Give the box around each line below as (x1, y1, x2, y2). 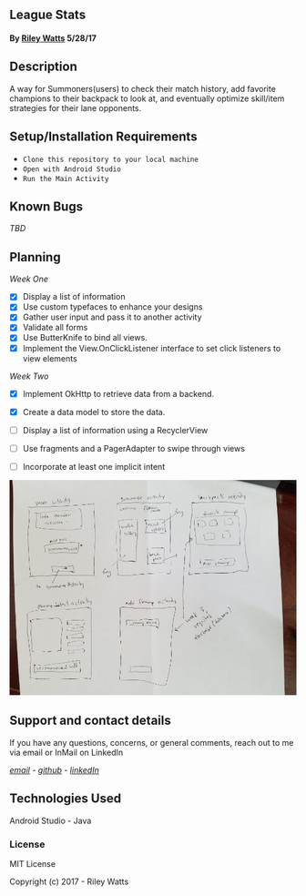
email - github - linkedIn (9, 764, 100, 775)
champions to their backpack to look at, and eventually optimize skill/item (9, 93, 285, 104)
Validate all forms (22, 322, 88, 333)
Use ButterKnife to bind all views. (22, 332, 148, 343)
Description (9, 59, 77, 75)
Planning (9, 249, 61, 265)
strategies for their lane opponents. (9, 102, 142, 113)
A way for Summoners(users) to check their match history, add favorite (9, 83, 276, 94)
